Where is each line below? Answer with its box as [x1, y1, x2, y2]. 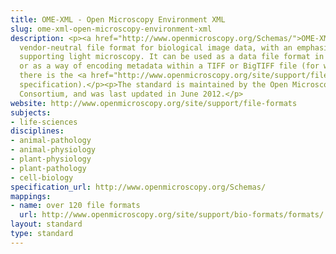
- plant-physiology [10, 154, 92, 164]
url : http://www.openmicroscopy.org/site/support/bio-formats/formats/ [19, 210, 325, 220]
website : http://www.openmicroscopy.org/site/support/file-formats [10, 98, 298, 108]
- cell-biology [10, 172, 74, 183]
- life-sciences [10, 117, 78, 127]
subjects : [10, 107, 52, 118]
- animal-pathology [10, 136, 92, 146]
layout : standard [10, 219, 83, 230]
